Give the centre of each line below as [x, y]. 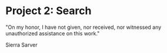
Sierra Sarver [21, 45]
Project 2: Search [49, 11]
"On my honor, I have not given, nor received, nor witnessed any [83, 27]
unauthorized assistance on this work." [53, 33]
